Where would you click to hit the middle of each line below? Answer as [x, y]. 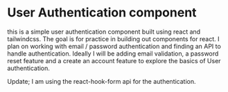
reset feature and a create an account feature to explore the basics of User [114, 60]
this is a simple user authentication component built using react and [104, 32]
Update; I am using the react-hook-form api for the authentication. [102, 81]
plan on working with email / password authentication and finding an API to [114, 46]
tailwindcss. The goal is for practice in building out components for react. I [113, 38]
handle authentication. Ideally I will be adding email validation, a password [113, 54]
